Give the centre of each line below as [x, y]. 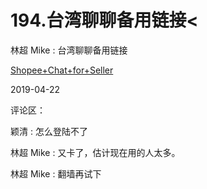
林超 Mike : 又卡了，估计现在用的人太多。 [95, 152]
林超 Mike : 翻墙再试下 [56, 173]
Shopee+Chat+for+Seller [62, 70]
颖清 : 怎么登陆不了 [49, 131]
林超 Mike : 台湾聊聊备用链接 [69, 50]
